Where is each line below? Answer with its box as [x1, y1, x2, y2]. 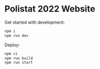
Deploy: [4, 42, 20, 48]
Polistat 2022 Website [4, 3, 95, 14]
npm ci [4, 51, 18, 56]
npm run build [4, 55, 33, 61]
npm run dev [4, 33, 29, 38]
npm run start [4, 60, 33, 65]
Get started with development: [4, 19, 65, 25]
